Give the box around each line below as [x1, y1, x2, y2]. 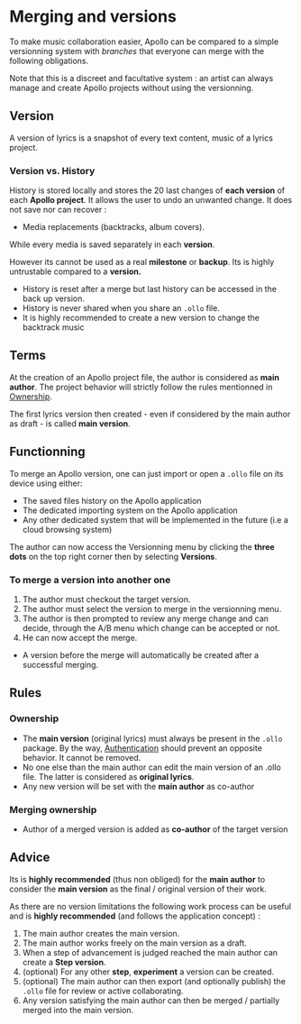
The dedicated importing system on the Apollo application [22, 505, 239, 516]
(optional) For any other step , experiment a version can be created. [22, 966, 275, 977]
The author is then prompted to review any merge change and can [22, 613, 269, 624]
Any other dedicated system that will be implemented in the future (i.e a [22, 514, 288, 525]
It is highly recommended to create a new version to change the [22, 313, 260, 324]
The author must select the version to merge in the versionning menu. [22, 603, 282, 614]
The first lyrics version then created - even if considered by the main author [9, 408, 291, 419]
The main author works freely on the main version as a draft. [22, 937, 248, 948]
